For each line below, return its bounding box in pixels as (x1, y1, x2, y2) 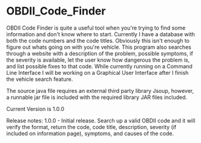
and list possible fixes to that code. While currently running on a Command (6, 62, 193, 70)
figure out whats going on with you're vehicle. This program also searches (6, 43, 192, 51)
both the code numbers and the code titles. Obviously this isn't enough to (6, 37, 189, 44)
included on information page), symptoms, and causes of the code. (6, 130, 174, 137)
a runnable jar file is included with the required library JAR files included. (6, 94, 188, 101)
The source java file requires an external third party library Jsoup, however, (6, 87, 194, 94)
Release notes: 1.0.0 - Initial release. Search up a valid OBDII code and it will (6, 116, 196, 124)
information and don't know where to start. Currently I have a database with (6, 30, 195, 37)
